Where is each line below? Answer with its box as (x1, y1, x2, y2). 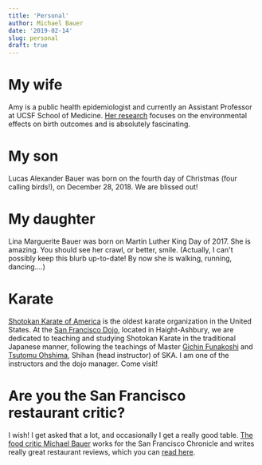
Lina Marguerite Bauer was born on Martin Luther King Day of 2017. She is (8, 236, 251, 246)
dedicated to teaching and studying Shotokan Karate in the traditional (8, 333, 237, 343)
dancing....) (8, 261, 46, 272)
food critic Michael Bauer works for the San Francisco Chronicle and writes (8, 439, 255, 448)
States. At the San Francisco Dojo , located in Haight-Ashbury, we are (8, 324, 234, 334)
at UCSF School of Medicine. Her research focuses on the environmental (8, 111, 248, 121)
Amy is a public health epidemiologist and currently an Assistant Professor (8, 102, 252, 112)
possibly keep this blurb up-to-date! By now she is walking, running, (8, 253, 233, 263)
